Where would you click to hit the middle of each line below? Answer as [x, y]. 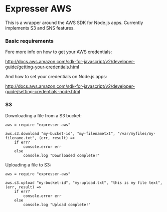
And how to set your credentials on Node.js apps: [56, 77]
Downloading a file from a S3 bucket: [43, 115]
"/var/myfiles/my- [136, 133]
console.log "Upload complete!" [57, 204]
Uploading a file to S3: [28, 165]
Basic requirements [30, 41]
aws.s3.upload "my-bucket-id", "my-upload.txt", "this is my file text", [84, 183]
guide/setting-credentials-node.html [43, 92]
